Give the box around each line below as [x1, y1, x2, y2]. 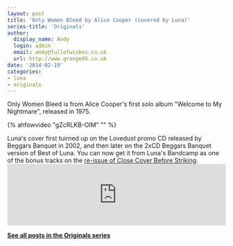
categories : [7, 68, 42, 75]
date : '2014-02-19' [7, 62, 64, 69]
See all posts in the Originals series [7, 231, 111, 240]
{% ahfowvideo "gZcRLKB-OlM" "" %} [7, 121, 117, 129]
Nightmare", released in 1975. [7, 107, 92, 116]
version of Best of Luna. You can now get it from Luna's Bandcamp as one [7, 149, 220, 157]
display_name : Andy [13, 36, 70, 43]
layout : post [7, 10, 45, 17]
